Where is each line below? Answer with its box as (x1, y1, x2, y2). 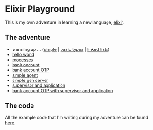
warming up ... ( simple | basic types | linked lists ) (12, 46, 110, 52)
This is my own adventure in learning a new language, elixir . (5, 19, 124, 25)
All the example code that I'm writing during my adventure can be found (5, 114, 149, 120)
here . (5, 120, 15, 126)
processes (12, 57, 33, 63)
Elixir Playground (5, 3, 75, 15)
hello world (12, 51, 35, 57)
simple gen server (12, 77, 48, 83)
